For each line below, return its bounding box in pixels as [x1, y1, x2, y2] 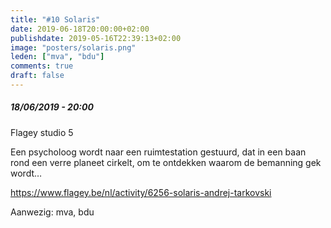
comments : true [10, 61, 74, 71]
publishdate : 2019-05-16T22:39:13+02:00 [10, 33, 182, 43]
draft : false [10, 71, 65, 81]
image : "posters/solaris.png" [10, 42, 137, 53]
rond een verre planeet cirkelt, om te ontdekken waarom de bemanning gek [10, 156, 322, 168]
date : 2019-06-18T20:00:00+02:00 [10, 24, 150, 34]
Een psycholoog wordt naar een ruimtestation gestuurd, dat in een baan [10, 146, 307, 158]
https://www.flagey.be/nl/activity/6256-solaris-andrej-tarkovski [10, 186, 272, 198]
